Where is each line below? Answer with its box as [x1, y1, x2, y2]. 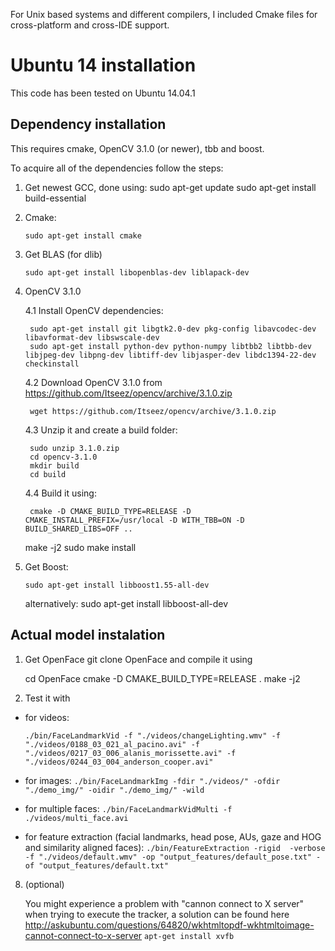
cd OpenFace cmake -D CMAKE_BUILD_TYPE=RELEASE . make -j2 [24, 672, 301, 684]
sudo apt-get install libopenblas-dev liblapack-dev [24, 267, 250, 278]
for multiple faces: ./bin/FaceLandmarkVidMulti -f [24, 802, 233, 814]
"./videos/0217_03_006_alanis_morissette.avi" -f [24, 748, 237, 758]
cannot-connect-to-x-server [24, 929, 143, 941]
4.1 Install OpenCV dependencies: [24, 304, 164, 316]
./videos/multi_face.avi [24, 813, 129, 823]
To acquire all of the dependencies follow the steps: [10, 162, 224, 174]
